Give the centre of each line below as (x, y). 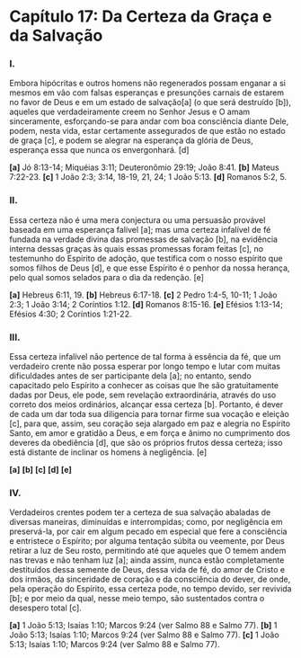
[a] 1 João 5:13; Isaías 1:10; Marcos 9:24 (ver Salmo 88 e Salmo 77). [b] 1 (143, 626)
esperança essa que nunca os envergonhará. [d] (99, 150)
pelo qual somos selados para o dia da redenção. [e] (107, 277)
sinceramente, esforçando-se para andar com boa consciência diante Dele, (149, 121)
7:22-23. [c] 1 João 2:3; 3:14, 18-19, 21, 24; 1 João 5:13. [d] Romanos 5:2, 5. (148, 177)
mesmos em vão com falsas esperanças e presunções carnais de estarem (147, 93)
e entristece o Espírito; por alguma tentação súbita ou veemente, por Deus (147, 541)
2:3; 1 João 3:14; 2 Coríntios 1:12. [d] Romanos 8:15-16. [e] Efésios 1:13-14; (146, 304)
